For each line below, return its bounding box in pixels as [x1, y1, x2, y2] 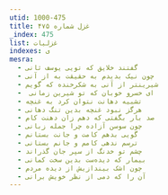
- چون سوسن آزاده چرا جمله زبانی [17, 122, 143, 131]
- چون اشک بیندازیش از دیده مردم [17, 164, 143, 173]
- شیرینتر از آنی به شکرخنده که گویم [17, 80, 159, 89]
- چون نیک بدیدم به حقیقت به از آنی [17, 72, 155, 81]
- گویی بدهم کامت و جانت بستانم [17, 130, 139, 139]
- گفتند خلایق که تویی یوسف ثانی [17, 64, 139, 73]
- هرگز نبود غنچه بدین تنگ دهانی [17, 105, 143, 114]
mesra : [9, 55, 34, 64]
